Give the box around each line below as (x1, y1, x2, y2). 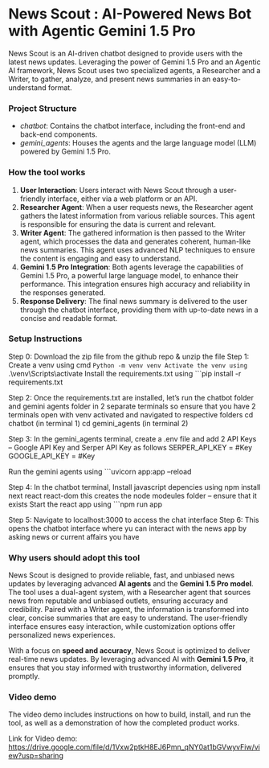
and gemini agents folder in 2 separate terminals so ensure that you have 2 (8, 401, 256, 411)
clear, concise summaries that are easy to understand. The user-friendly (8, 613, 248, 623)
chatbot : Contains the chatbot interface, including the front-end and (19, 121, 246, 131)
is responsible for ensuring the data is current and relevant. (19, 219, 217, 229)
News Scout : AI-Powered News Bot (8, 5, 252, 23)
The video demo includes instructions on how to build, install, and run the (8, 709, 251, 720)
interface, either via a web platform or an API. (47, 194, 198, 203)
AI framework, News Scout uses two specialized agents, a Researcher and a (8, 65, 261, 75)
